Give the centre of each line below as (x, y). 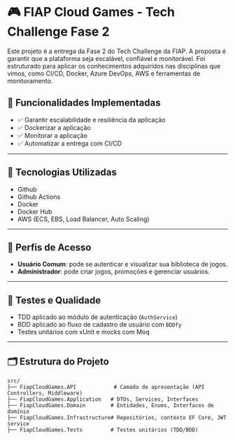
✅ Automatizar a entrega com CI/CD (70, 143)
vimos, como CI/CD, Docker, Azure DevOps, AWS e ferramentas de (104, 73)
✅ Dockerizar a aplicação (54, 127)
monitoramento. (30, 80)
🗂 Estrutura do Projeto (58, 361)
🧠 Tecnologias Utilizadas (62, 172)
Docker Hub (35, 211)
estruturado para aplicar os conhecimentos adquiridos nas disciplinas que (114, 66)
